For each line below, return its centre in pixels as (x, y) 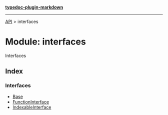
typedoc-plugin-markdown (34, 7)
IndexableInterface (32, 107)
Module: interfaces (45, 42)
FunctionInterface (30, 101)
